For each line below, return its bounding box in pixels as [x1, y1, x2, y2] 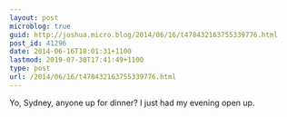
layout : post [9, 13, 59, 23]
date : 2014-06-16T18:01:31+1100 [9, 47, 132, 56]
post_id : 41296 [9, 38, 67, 48]
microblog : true [9, 22, 71, 31]
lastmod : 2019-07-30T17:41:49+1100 [9, 55, 144, 64]
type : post [9, 64, 51, 73]
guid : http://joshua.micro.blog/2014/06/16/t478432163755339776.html [9, 30, 279, 39]
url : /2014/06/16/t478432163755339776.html [9, 73, 177, 82]
